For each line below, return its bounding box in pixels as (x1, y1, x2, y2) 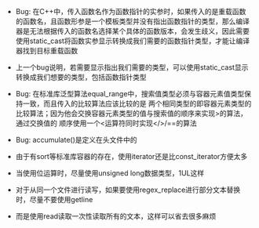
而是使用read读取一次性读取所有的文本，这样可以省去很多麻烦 (15, 212, 217, 221)
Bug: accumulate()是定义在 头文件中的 (15, 136, 137, 144)
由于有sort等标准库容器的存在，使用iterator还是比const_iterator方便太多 (15, 152, 248, 161)
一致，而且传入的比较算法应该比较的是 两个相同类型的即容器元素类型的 (22, 99, 252, 108)
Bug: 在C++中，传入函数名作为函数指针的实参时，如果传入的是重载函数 (15, 7, 246, 16)
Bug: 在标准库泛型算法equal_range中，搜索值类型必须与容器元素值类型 (15, 89, 245, 98)
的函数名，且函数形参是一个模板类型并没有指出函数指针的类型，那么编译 (15, 16, 250, 26)
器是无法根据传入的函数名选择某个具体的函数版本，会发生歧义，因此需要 (15, 27, 250, 35)
